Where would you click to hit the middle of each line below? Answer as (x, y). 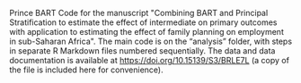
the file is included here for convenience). (86, 70)
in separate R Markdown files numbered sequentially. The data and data (142, 51)
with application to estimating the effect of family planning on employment (147, 32)
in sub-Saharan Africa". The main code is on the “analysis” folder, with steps (151, 41)
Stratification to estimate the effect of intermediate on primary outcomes (143, 22)
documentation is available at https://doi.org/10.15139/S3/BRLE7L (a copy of (150, 60)
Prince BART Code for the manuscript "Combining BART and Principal (139, 13)
